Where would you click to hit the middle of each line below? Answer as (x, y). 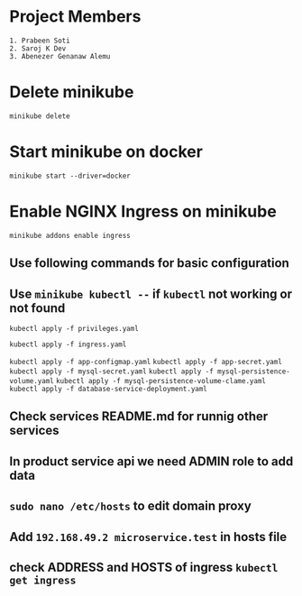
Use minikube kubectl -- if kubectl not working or (151, 293)
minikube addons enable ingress (70, 235)
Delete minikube (72, 92)
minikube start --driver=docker (70, 176)
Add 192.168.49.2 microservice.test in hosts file (148, 537)
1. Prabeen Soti (40, 41)
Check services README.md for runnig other (139, 417)
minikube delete (40, 116)
